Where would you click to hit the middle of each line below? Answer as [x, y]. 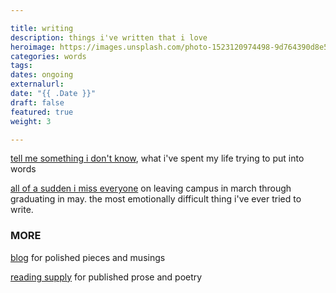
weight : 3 [31, 121]
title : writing [42, 28]
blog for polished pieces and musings [88, 257]
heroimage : [33, 47]
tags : [21, 66]
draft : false [37, 102]
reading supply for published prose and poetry [106, 277]
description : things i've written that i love [109, 37]
